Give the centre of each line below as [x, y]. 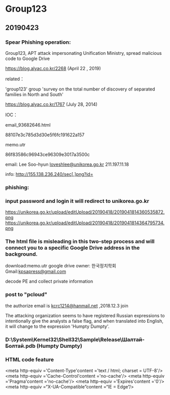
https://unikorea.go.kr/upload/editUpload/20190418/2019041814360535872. [85, 212]
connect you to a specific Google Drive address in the [73, 248]
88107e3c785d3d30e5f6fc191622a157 [45, 135]
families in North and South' [34, 94]
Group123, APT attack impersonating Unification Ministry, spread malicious [83, 53]
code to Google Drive [27, 58]
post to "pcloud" [26, 294]
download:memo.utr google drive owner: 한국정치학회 [61, 266]
